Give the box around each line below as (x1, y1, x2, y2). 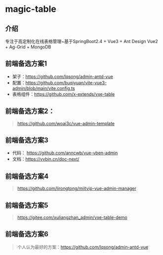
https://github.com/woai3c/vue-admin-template (17, 120, 115, 127)
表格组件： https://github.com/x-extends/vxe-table (12, 91, 115, 97)
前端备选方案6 (5, 230, 48, 238)
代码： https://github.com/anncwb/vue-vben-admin (12, 150, 118, 156)
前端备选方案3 (5, 136, 48, 144)
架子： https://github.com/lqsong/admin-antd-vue (12, 73, 114, 80)
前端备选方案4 (5, 172, 49, 180)
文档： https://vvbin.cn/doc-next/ (12, 156, 80, 162)
